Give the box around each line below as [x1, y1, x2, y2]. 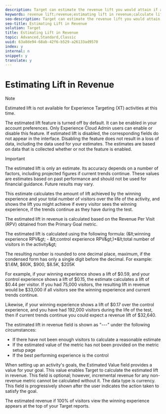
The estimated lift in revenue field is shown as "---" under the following [5, 322, 150, 328]
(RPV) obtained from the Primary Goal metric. [5, 221, 98, 228]
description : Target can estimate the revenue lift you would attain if [5, 7, 158, 12]
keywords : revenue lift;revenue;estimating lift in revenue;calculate [5, 12, 154, 17]
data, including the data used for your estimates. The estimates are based [5, 141, 156, 147]
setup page [12, 347, 36, 353]
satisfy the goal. [5, 388, 38, 394]
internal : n [5, 48, 30, 53]
